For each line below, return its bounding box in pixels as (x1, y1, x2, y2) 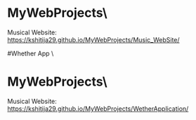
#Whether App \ (7, 49, 54, 58)
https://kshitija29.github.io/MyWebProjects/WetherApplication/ (7, 104, 189, 113)
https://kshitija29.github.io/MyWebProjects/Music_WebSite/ (7, 35, 181, 44)
